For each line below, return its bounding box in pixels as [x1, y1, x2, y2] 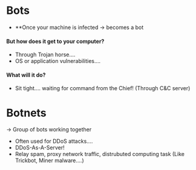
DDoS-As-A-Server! [15, 144, 65, 151]
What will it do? [6, 71, 46, 79]
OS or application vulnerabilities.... [15, 57, 101, 65]
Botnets [6, 106, 47, 120]
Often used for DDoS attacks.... [15, 137, 93, 145]
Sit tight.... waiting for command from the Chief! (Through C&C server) [15, 85, 191, 92]
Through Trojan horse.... [15, 51, 76, 58]
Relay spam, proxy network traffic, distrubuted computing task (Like [15, 151, 185, 158]
